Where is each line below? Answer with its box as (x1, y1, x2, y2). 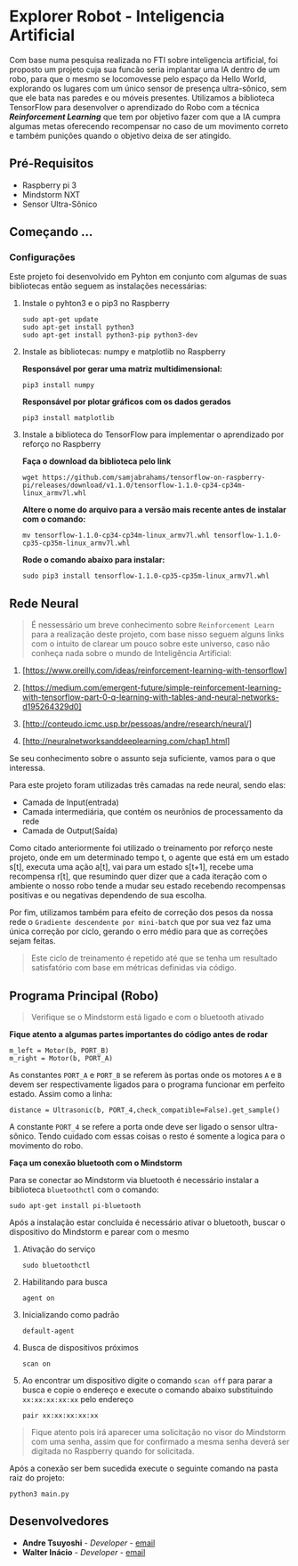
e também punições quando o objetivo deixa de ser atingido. (9, 130, 231, 141)
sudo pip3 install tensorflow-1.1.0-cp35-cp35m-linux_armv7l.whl (21, 572, 270, 580)
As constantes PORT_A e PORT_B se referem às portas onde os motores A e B (9, 1070, 282, 1081)
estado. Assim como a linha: (9, 1089, 113, 1099)
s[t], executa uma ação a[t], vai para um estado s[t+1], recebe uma (9, 862, 254, 872)
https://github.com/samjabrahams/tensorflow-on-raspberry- (42, 474, 266, 483)
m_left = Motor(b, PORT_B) (9, 1046, 109, 1056)
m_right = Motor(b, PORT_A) (9, 1054, 114, 1063)
